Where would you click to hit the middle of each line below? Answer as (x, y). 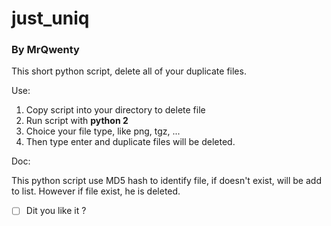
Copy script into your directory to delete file (115, 110)
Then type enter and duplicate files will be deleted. (130, 142)
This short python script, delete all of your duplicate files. (129, 71)
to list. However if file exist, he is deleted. (96, 191)
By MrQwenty (45, 50)
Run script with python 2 (77, 121)
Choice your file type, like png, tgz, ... (103, 131)
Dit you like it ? (56, 211)
